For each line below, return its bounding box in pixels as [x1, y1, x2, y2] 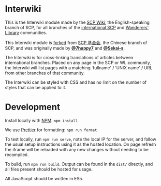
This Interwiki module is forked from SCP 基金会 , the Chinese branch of [5, 40, 147, 46]
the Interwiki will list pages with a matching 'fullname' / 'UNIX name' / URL [5, 64, 153, 71]
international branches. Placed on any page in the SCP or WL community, [5, 60, 151, 65]
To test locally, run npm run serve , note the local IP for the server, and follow [5, 136, 157, 142]
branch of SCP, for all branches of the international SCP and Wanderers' [5, 24, 149, 30]
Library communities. [5, 30, 47, 35]
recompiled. [5, 152, 29, 157]
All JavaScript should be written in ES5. [5, 175, 84, 181]
